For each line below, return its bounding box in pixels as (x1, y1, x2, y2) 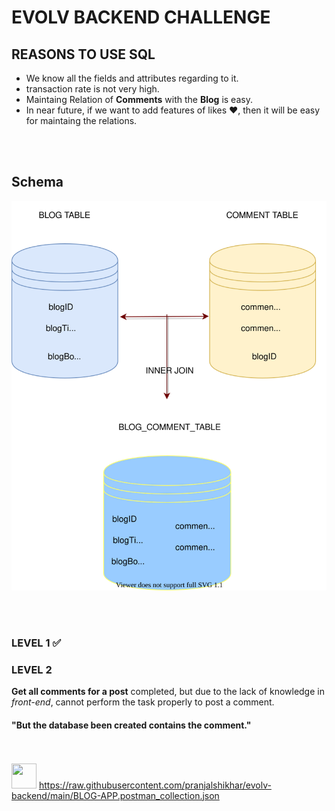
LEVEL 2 (11, 662, 53, 676)
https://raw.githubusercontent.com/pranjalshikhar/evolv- (38, 779, 272, 791)
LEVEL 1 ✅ (11, 636, 62, 650)
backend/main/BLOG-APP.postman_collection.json (11, 789, 220, 801)
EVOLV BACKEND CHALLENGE (11, 6, 271, 29)
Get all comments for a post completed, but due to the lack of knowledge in (11, 686, 325, 698)
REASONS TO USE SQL (11, 46, 156, 63)
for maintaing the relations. (25, 115, 138, 126)
